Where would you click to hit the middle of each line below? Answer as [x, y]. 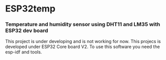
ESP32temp [30, 9]
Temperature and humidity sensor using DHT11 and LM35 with [83, 24]
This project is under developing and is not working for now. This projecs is [83, 41]
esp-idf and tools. [24, 52]
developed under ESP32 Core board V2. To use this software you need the [82, 47]
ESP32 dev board [27, 30]
